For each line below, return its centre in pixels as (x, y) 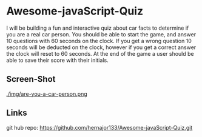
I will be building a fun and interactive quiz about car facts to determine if (98, 28)
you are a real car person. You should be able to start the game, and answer (101, 34)
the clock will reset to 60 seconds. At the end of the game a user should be (100, 53)
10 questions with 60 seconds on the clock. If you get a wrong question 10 (99, 41)
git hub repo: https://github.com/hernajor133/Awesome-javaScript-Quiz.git (99, 127)
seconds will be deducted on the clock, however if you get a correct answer (101, 47)
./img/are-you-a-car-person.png (47, 94)
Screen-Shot (31, 79)
